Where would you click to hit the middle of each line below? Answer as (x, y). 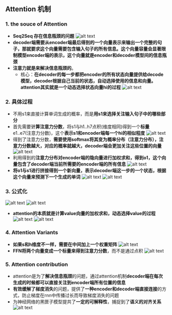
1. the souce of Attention (36, 24)
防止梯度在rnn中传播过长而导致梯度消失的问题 (70, 295)
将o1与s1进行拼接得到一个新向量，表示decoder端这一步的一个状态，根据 (89, 170)
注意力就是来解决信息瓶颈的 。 (44, 68)
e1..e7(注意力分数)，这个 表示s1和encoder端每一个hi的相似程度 (79, 133)
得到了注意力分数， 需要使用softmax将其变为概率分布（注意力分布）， (86, 139)
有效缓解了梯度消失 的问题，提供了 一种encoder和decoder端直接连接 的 (87, 289)
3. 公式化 (16, 191)
